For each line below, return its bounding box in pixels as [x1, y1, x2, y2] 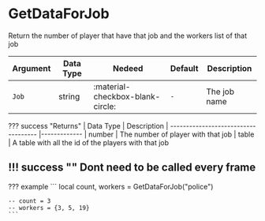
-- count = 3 [8, 197, 51, 205]
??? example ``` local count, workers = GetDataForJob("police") [8, 182, 214, 191]
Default [170, 62, 199, 73]
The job [206, 86, 235, 97]
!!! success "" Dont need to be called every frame [8, 161, 256, 174]
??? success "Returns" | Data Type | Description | [8, 121, 169, 130]
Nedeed [113, 62, 144, 73]
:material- [93, 81, 131, 92]
